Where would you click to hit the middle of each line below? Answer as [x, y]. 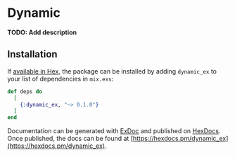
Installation [32, 54]
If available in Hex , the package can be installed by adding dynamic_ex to [112, 71]
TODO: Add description [42, 32]
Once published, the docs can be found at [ [70, 139]
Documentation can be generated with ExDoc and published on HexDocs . [114, 131]
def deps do [25, 91]
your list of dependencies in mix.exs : [61, 78]
